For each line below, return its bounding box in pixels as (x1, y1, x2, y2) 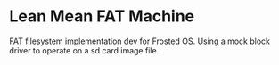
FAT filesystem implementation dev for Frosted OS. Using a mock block (9, 36, 270, 46)
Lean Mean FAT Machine (9, 6, 195, 27)
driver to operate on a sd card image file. (9, 45, 160, 55)
